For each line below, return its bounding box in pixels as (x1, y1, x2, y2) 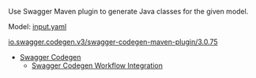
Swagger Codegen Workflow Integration (31, 61, 164, 70)
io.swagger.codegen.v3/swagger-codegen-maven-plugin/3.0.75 (8, 37, 219, 46)
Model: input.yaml (8, 22, 67, 31)
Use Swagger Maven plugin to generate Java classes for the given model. (8, 7, 249, 16)
